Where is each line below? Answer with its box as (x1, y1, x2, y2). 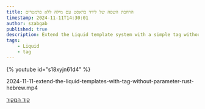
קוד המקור (6, 96, 31, 103)
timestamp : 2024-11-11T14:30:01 (6, 15, 88, 21)
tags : (6, 37, 20, 43)
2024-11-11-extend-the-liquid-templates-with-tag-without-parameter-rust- (6, 77, 194, 85)
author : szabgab (6, 20, 48, 26)
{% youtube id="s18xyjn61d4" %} (6, 66, 91, 73)
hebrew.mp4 (6, 84, 38, 91)
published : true (6, 26, 48, 32)
